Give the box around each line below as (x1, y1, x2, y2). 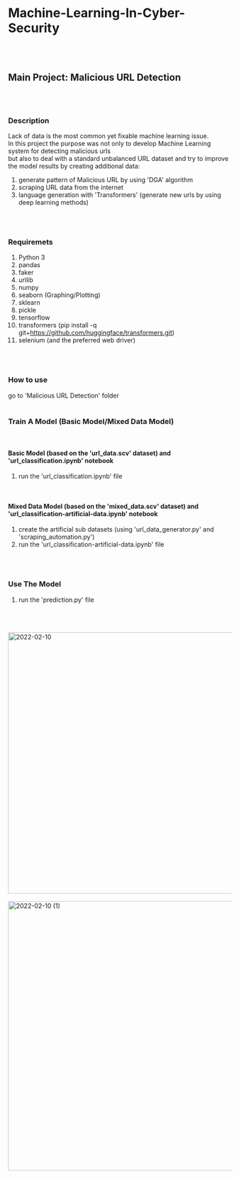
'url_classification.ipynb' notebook (8, 456, 114, 465)
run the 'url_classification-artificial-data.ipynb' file (18, 540, 165, 549)
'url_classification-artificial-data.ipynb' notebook (8, 509, 158, 518)
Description (8, 116, 50, 125)
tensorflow (18, 313, 50, 322)
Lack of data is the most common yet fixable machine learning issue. (8, 132, 209, 140)
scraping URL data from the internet (18, 183, 123, 192)
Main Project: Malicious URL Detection (8, 72, 182, 84)
